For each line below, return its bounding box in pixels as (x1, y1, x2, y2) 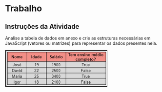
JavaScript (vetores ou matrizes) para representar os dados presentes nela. (5, 40, 158, 46)
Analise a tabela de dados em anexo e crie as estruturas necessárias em (5, 35, 151, 41)
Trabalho (5, 3, 42, 14)
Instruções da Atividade (5, 22, 80, 31)
